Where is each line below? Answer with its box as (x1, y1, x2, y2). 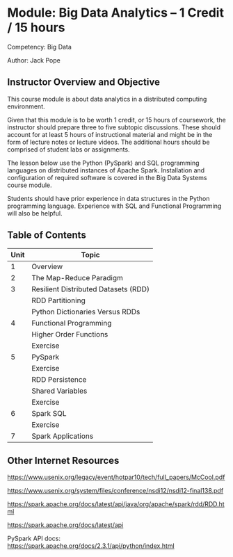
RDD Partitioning (31, 296, 86, 305)
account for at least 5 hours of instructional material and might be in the (7, 130, 213, 138)
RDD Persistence (31, 374, 87, 384)
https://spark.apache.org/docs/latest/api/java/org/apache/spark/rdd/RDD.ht (7, 500, 225, 508)
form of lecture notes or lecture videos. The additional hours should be (7, 138, 210, 146)
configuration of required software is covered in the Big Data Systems (7, 173, 207, 181)
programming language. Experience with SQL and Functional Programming (7, 202, 222, 210)
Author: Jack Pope (7, 56, 61, 64)
